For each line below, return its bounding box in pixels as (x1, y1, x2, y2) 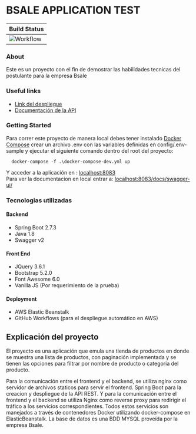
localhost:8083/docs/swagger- (114, 175, 190, 182)
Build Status (9, 25, 44, 33)
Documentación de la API (14, 107, 77, 114)
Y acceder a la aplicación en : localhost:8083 (6, 169, 116, 176)
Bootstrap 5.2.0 (14, 269, 52, 277)
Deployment (6, 295, 37, 303)
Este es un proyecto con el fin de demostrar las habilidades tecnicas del (6, 66, 181, 73)
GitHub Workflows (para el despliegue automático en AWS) (14, 315, 158, 322)
